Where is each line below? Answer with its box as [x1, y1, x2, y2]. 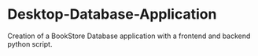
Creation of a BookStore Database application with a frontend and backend [7, 31, 251, 40]
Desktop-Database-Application [7, 5, 217, 23]
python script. [7, 39, 53, 48]
